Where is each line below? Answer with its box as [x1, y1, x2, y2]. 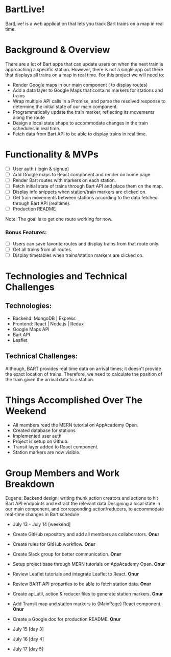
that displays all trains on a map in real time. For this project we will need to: [5, 72, 165, 78]
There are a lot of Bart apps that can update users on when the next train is [5, 60, 163, 67]
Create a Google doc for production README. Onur [12, 616, 121, 622]
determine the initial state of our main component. [12, 104, 118, 110]
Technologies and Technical [5, 270, 128, 282]
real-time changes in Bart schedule [5, 511, 79, 518]
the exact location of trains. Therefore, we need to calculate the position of [5, 371, 162, 377]
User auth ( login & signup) [12, 166, 69, 172]
